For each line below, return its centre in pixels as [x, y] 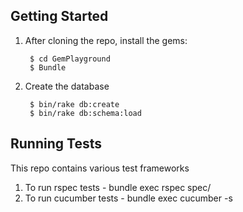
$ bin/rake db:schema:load [85, 113]
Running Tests [56, 144]
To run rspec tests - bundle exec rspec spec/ [118, 187]
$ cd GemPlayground [70, 59]
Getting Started [59, 16]
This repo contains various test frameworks [100, 168]
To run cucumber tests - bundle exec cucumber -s [128, 198]
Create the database [67, 86]
